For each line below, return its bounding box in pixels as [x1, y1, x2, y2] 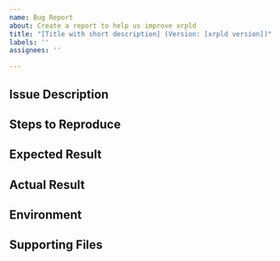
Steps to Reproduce [9, 116, 122, 131]
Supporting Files [9, 237, 103, 253]
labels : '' [9, 37, 50, 47]
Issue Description [9, 86, 109, 102]
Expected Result [9, 147, 102, 162]
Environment [9, 208, 83, 223]
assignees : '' [9, 46, 62, 55]
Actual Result [9, 177, 85, 192]
